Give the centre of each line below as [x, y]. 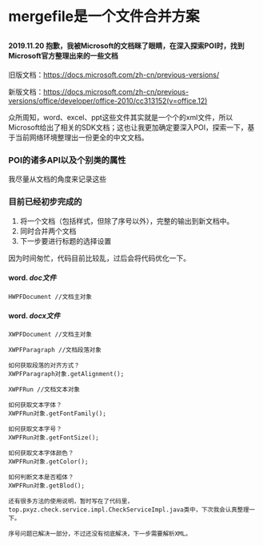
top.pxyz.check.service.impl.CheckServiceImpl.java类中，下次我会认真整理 [129, 510]
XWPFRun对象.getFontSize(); [54, 438]
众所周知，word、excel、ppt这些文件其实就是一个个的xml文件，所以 [121, 118]
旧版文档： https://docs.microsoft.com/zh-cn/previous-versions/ [114, 75]
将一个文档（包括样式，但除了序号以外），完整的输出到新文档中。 [127, 220]
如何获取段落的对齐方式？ [44, 365]
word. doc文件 [32, 278]
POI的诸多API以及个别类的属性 [67, 160]
